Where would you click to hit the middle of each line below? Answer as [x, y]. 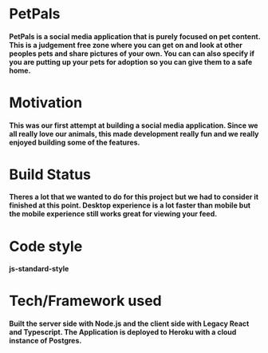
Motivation [46, 103]
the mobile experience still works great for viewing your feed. [113, 214]
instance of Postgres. [45, 340]
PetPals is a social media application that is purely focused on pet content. [135, 36]
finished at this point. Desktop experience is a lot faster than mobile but [130, 205]
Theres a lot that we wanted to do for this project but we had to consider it [134, 197]
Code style [46, 246]
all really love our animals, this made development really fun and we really [134, 133]
